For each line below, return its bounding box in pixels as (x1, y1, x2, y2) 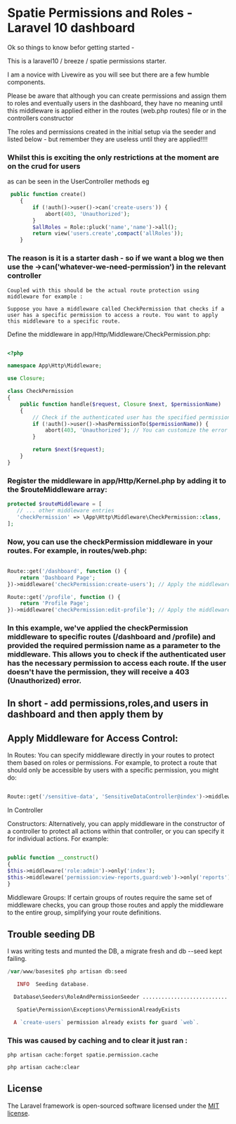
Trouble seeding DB (7, 928, 96, 940)
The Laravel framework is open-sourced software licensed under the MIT (7, 1102, 220, 1110)
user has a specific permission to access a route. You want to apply (7, 311, 218, 318)
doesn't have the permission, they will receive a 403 (7, 667, 190, 677)
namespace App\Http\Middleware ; (7, 362, 102, 370)
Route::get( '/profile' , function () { (7, 593, 121, 600)
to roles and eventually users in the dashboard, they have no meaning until (7, 98, 223, 107)
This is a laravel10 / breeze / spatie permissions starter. (7, 56, 167, 65)
